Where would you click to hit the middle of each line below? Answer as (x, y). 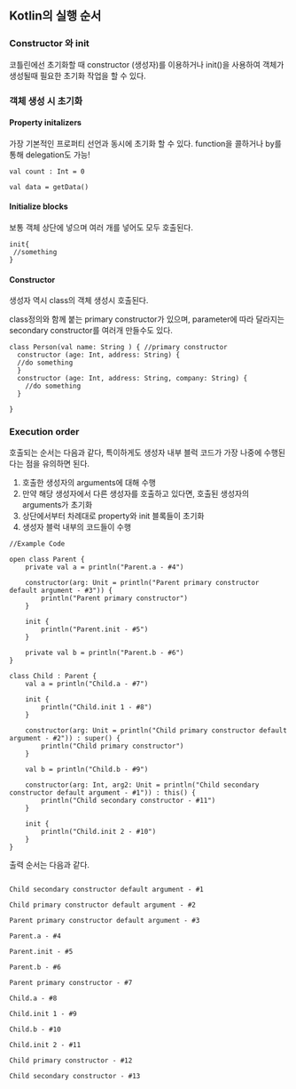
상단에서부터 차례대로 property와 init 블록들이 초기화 (113, 516)
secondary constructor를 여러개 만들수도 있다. (91, 331)
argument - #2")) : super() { (65, 738)
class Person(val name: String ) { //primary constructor (118, 348)
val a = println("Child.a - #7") (87, 684)
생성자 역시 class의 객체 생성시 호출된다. (79, 300)
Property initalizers (46, 123)
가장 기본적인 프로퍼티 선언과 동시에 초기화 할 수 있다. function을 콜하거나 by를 (145, 143)
